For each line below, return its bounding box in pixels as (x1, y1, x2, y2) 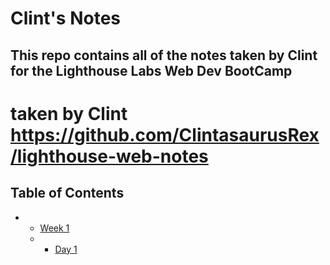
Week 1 (39, 222, 70, 234)
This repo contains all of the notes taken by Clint (10, 47, 318, 64)
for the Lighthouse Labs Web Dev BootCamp (10, 62, 293, 79)
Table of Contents (10, 185, 125, 202)
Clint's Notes (10, 7, 122, 30)
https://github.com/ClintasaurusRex (10, 123, 320, 146)
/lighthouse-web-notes (10, 145, 209, 167)
